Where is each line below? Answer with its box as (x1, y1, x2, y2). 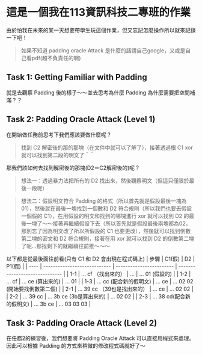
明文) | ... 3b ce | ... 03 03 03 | (16, 300, 91, 307)
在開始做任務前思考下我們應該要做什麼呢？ (6, 131, 112, 138)
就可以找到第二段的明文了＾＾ (20, 151, 95, 158)
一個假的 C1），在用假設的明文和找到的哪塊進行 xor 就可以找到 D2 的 (20, 212, 189, 220)
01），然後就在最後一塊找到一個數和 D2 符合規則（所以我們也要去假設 (20, 205, 192, 212)
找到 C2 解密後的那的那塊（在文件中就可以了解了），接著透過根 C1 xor (20, 144, 194, 151)
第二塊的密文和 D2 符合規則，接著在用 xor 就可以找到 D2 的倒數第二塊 (20, 235, 194, 242)
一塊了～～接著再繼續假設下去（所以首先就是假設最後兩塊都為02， (26, 220, 191, 227)
